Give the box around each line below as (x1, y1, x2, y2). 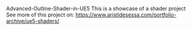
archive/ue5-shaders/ (6, 18, 59, 24)
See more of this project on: (6, 11, 74, 18)
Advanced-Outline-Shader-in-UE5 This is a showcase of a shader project (6, 5, 186, 12)
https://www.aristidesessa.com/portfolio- (75, 11, 177, 18)
